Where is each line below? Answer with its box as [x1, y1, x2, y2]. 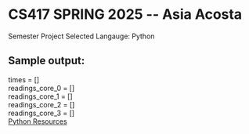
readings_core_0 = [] [8, 83, 75, 92]
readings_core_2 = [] [8, 100, 75, 109]
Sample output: [8, 54, 85, 67]
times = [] [8, 74, 40, 84]
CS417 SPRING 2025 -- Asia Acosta [8, 5, 243, 24]
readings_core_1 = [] [8, 92, 73, 101]
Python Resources [8, 116, 68, 126]
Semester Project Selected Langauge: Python [8, 31, 155, 41]
